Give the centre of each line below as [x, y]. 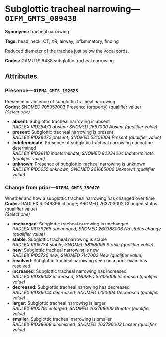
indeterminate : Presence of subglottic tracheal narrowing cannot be [83, 142]
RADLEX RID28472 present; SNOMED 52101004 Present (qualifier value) [87, 137]
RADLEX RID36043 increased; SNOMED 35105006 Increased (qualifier [85, 276]
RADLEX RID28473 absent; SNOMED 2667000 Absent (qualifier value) [85, 127]
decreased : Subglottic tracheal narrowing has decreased [71, 287]
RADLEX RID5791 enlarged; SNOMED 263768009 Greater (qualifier [81, 308]
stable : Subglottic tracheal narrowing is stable [60, 239]
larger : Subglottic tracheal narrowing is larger [59, 303]
